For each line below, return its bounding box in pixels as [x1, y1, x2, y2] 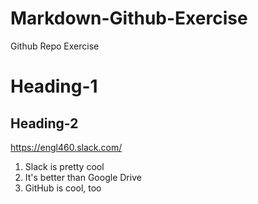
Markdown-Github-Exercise [10, 7, 248, 30]
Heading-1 [10, 75, 98, 98]
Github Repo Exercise [10, 40, 100, 52]
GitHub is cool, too [24, 182, 102, 194]
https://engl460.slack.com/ [10, 141, 123, 153]
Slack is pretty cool [24, 160, 105, 172]
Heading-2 [10, 115, 79, 132]
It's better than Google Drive [24, 171, 142, 183]
